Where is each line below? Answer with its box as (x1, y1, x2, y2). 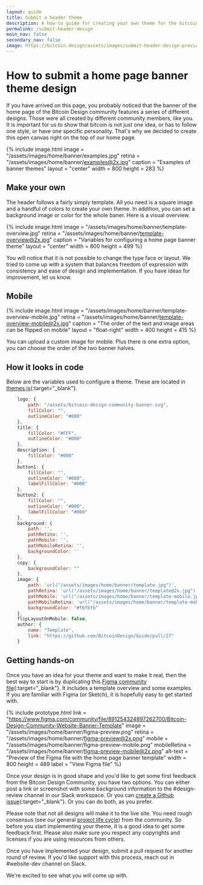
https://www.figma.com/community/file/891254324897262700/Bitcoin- (8, 715, 187, 723)
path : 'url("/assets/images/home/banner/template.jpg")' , (28, 582, 177, 588)
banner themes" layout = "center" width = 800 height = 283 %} (6, 165, 164, 172)
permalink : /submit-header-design (6, 25, 94, 32)
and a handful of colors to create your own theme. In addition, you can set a (6, 205, 195, 212)
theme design (6, 82, 77, 96)
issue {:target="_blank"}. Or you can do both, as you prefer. (6, 798, 153, 805)
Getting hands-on (6, 655, 74, 666)
